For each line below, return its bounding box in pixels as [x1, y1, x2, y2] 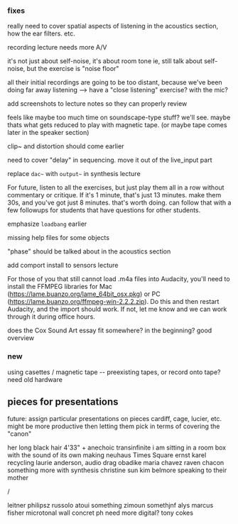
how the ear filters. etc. [7, 29, 76, 38]
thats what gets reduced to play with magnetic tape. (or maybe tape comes [7, 121, 227, 129]
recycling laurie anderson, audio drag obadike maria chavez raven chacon [7, 459, 225, 467]
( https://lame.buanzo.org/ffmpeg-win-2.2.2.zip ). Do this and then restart [7, 298, 220, 306]
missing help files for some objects [7, 234, 110, 242]
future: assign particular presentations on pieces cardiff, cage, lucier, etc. [7, 415, 222, 423]
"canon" [7, 430, 32, 438]
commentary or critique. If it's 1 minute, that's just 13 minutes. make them [7, 191, 222, 200]
